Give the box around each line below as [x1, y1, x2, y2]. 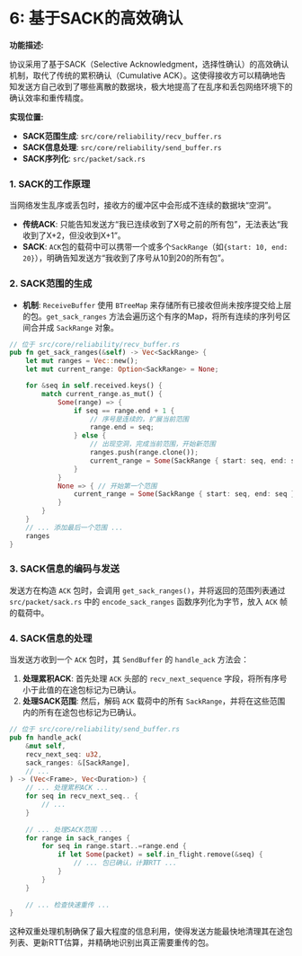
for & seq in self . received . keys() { [25, 381, 164, 391]
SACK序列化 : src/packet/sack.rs [22, 153, 146, 164]
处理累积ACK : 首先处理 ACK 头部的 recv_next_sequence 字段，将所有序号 [22, 673, 288, 684]
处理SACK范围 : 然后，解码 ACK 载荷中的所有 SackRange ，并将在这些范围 [22, 695, 286, 706]
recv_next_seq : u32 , [25, 749, 102, 759]
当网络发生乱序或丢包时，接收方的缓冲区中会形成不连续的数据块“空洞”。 [9, 199, 277, 211]
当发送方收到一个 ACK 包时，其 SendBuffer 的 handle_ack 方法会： [9, 654, 250, 665]
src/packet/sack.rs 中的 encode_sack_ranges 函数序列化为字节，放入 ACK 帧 [9, 596, 288, 606]
